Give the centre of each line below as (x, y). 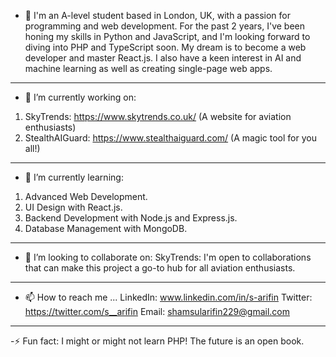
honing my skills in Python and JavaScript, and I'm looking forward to (167, 36)
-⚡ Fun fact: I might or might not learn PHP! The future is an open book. (157, 341)
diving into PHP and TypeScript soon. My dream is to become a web (165, 47)
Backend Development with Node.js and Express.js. (131, 218)
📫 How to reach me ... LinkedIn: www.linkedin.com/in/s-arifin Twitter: (168, 297)
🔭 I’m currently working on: (80, 97)
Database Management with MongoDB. (106, 228)
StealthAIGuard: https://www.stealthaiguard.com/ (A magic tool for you (170, 138)
